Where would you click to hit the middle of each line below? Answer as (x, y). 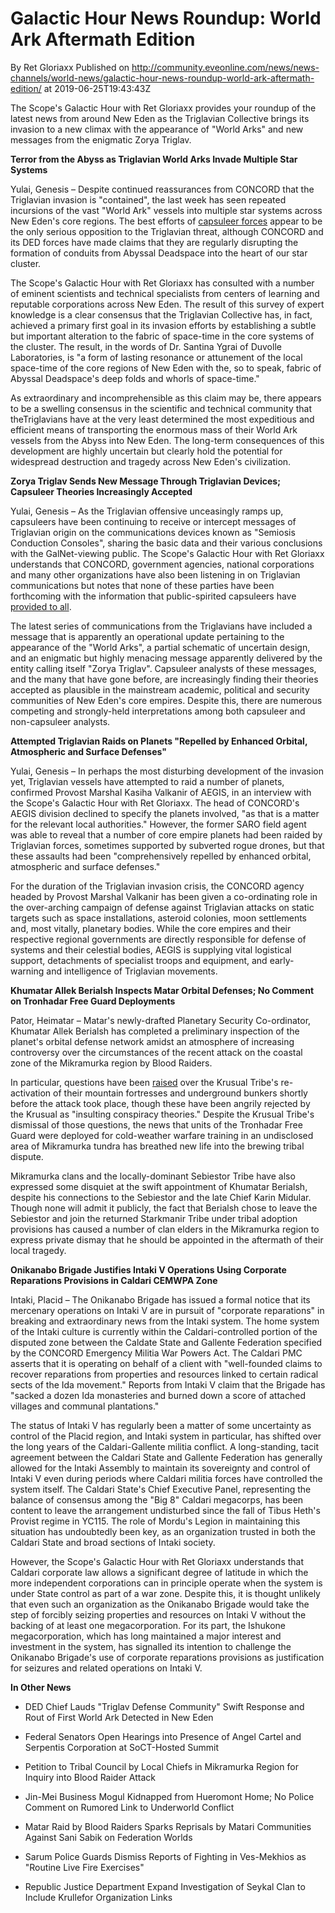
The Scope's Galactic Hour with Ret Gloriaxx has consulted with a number (162, 283)
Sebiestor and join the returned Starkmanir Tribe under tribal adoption (154, 1218)
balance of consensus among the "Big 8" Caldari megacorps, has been (157, 1499)
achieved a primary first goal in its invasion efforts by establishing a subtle (163, 325)
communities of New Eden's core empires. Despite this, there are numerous (166, 700)
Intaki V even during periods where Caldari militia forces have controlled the (166, 1478)
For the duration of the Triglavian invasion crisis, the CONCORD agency (157, 886)
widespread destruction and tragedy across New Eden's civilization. (151, 461)
